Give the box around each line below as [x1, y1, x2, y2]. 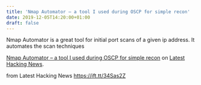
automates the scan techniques [6, 42, 85, 50]
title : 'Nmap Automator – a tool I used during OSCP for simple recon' [6, 8, 190, 15]
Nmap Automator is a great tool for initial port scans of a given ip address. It [6, 37, 195, 44]
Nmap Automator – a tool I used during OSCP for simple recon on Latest [6, 54, 185, 62]
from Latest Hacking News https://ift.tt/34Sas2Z [6, 72, 126, 80]
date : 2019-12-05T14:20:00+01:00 [6, 14, 91, 20]
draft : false [6, 20, 39, 26]
